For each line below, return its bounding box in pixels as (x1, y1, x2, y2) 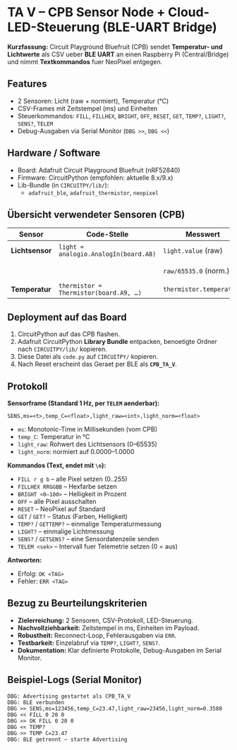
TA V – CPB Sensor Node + (7, 4, 166, 20)
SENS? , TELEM (17, 119, 54, 128)
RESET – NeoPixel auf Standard (17, 505, 106, 513)
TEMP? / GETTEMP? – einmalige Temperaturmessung (17, 520, 162, 528)
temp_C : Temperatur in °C (17, 433, 90, 441)
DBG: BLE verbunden (7, 699, 65, 706)
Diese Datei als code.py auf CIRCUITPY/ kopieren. (17, 352, 159, 361)
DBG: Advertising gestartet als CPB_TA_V (7, 692, 131, 700)
